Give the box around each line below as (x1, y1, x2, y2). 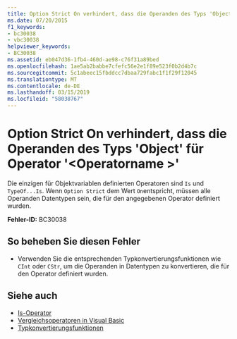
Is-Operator (17, 308, 52, 317)
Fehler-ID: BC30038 (7, 215, 67, 223)
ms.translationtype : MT (7, 75, 78, 83)
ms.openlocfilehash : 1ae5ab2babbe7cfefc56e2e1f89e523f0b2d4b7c (7, 63, 197, 70)
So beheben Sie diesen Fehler (7, 235, 141, 247)
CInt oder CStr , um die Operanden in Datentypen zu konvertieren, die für (17, 261, 230, 270)
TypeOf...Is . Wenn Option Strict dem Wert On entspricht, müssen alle (7, 186, 211, 195)
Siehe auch (7, 290, 58, 302)
